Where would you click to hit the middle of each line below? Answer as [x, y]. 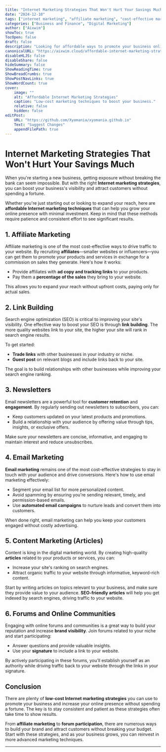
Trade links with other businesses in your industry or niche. [73, 354]
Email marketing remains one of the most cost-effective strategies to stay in [83, 469]
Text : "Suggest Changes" [40, 125]
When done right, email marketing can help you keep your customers [75, 520]
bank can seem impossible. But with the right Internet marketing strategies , [83, 183]
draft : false [19, 42]
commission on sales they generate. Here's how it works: [63, 262]
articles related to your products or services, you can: [60, 558]
